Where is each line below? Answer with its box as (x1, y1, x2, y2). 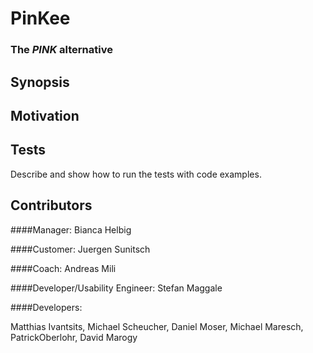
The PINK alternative (10, 43, 113, 57)
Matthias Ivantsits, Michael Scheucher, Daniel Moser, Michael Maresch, (10, 320, 304, 332)
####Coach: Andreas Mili (10, 262, 117, 274)
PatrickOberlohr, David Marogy (10, 331, 138, 343)
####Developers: (10, 301, 83, 313)
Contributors (10, 197, 93, 214)
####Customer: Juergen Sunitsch (10, 243, 151, 255)
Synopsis (10, 73, 70, 91)
